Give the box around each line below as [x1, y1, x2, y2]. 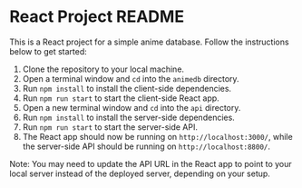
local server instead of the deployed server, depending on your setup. [9, 168, 270, 179]
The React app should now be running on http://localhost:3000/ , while [22, 131, 293, 142]
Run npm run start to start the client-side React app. [22, 93, 219, 104]
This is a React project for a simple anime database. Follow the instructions [9, 36, 289, 47]
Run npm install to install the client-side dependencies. [22, 83, 232, 94]
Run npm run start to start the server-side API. [22, 121, 198, 133]
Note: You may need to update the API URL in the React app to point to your [9, 158, 292, 169]
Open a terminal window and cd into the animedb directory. [22, 73, 239, 84]
